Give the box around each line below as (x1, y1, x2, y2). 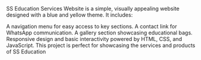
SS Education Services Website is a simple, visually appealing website (6, 5, 180, 12)
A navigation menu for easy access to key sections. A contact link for (6, 23, 177, 30)
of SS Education (6, 48, 46, 55)
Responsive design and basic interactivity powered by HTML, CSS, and (6, 36, 182, 42)
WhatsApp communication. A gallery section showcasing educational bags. (6, 29, 193, 36)
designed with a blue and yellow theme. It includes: (6, 11, 133, 18)
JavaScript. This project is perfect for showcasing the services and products (6, 42, 196, 49)
